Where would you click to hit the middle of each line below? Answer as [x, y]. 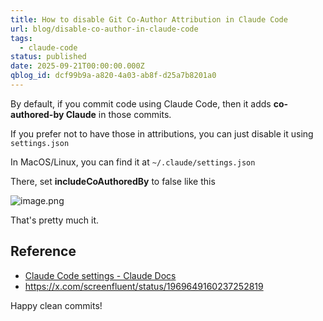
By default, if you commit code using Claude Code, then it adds [141, 103]
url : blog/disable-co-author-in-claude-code [104, 29]
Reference [43, 251]
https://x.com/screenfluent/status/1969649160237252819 [144, 286]
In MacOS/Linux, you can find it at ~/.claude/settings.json [133, 162]
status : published [48, 57]
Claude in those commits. [118, 114]
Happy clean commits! [56, 305]
